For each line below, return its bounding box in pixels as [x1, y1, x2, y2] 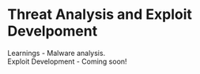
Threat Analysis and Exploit [7, 6, 193, 24]
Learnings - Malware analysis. [7, 48, 106, 57]
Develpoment [7, 22, 98, 40]
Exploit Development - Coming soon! [7, 57, 127, 66]
